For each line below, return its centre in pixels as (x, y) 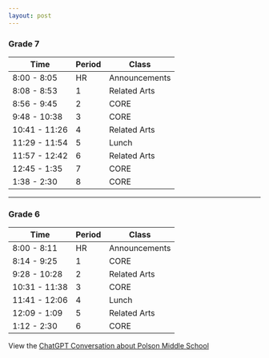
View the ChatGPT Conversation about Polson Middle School (109, 346)
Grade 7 (24, 43)
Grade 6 (24, 214)
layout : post (30, 16)
